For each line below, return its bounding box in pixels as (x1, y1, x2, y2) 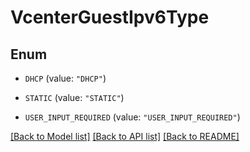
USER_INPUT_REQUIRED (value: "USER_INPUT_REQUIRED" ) (24, 111, 241, 123)
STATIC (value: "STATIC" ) (24, 92, 125, 103)
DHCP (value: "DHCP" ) (24, 72, 107, 84)
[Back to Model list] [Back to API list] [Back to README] (10, 131, 240, 142)
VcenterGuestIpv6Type (10, 6, 210, 29)
